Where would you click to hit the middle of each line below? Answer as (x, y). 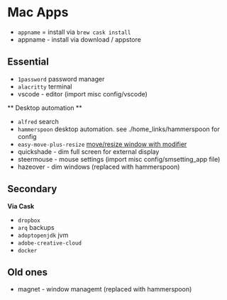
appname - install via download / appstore (79, 39)
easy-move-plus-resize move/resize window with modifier (102, 144)
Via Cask (21, 206)
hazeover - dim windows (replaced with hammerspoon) (99, 167)
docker (27, 250)
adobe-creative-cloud (49, 243)
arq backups (36, 227)
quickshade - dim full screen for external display (88, 151)
